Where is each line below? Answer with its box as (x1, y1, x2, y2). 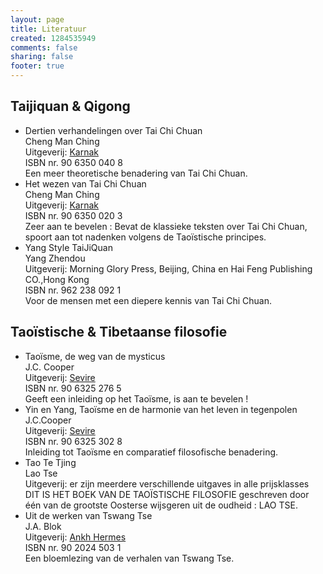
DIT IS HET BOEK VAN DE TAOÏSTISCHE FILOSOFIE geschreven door (24, 488, 310, 500)
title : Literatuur (10, 24, 87, 34)
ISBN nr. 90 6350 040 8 (24, 156, 123, 168)
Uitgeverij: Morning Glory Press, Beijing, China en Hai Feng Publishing (24, 262, 313, 275)
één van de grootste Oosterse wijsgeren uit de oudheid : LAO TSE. (24, 499, 298, 511)
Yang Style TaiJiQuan (24, 241, 113, 253)
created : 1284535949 (10, 33, 97, 43)
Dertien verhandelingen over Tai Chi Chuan (24, 124, 203, 136)
